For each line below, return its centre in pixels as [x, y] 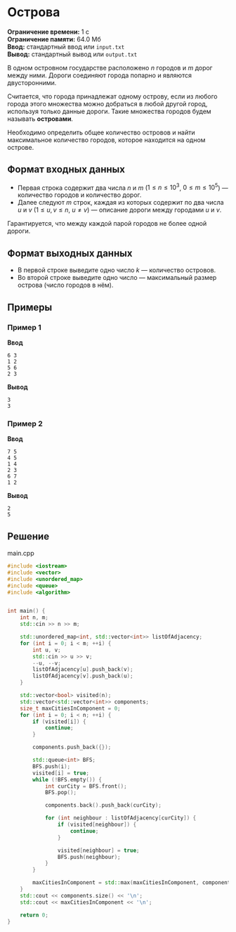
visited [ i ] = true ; [61, 773]
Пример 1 [24, 327]
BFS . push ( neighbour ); [89, 857]
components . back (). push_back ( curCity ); [103, 805]
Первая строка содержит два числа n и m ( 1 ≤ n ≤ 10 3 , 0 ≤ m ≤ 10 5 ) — [123, 187]
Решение [28, 536]
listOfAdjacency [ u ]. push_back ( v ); [83, 670]
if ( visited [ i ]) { [59, 722]
